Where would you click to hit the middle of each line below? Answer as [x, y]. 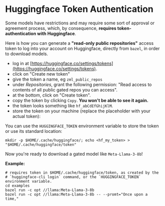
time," [12, 199]
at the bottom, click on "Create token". [51, 95]
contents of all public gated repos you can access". [65, 90]
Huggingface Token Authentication [79, 9]
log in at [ [22, 63]
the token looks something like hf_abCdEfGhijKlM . [63, 105]
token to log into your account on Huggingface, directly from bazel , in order [82, 48]
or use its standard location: [34, 131]
